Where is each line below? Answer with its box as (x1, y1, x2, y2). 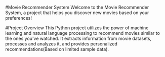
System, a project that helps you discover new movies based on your (5, 10, 149, 16)
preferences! (5, 15, 32, 21)
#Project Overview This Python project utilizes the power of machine (5, 25, 149, 31)
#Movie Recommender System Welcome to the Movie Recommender (5, 5, 149, 10)
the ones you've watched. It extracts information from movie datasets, (5, 35, 152, 41)
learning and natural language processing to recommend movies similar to (5, 30, 160, 36)
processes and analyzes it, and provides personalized (5, 41, 118, 47)
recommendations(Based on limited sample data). (5, 46, 109, 52)
